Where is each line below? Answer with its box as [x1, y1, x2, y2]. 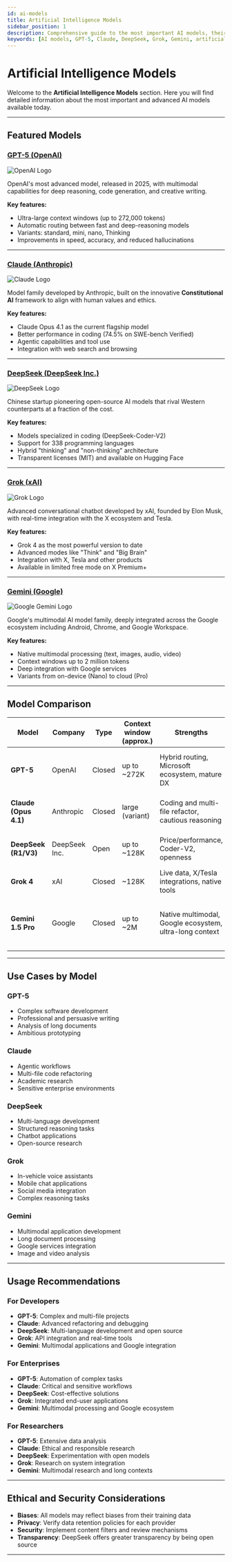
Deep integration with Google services [17, 664, 127, 673]
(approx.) [122, 736, 153, 745]
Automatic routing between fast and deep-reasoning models [17, 221, 190, 229]
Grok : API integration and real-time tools [17, 1334, 133, 1342]
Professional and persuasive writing [17, 1014, 119, 1023]
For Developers [7, 1296, 60, 1305]
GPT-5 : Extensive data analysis [17, 1436, 107, 1445]
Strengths [174, 727, 209, 737]
